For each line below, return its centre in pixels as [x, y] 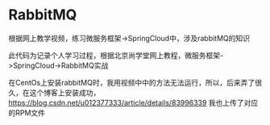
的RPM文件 [27, 112]
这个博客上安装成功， [65, 92]
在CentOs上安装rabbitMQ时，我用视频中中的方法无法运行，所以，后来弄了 [132, 82]
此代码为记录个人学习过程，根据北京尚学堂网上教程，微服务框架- [116, 55]
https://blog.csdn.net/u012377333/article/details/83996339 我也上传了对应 [133, 102]
